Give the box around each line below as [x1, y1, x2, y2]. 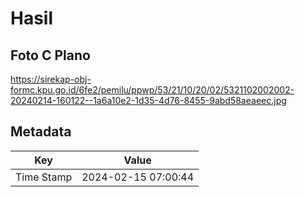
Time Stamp [15, 170, 73, 184]
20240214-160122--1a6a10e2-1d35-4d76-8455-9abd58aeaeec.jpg [10, 95, 287, 106]
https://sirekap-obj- [10, 73, 92, 85]
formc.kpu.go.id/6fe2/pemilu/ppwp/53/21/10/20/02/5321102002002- [10, 84, 295, 96]
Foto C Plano [10, 47, 91, 64]
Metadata [10, 123, 72, 141]
